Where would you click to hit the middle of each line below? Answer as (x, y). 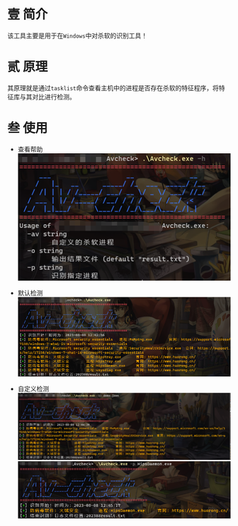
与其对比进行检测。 (47, 97)
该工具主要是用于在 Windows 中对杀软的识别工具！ (78, 35)
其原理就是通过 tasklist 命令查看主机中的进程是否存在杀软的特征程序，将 (113, 88)
